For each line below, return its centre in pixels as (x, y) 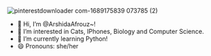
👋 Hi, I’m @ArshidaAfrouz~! (56, 24)
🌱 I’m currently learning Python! (62, 39)
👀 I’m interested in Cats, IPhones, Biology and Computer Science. (111, 31)
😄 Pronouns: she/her (48, 46)
